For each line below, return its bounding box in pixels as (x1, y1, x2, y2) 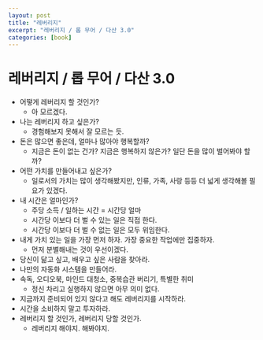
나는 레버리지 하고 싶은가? (19, 117, 100, 127)
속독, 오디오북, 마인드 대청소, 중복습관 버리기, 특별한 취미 (19, 275, 194, 284)
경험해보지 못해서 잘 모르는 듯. (31, 127, 124, 136)
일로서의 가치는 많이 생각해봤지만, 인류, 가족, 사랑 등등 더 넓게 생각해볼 (31, 176, 248, 186)
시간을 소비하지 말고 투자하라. (19, 304, 111, 313)
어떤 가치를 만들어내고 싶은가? (19, 166, 113, 176)
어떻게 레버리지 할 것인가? (19, 98, 100, 107)
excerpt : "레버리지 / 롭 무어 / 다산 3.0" (8, 26, 135, 34)
